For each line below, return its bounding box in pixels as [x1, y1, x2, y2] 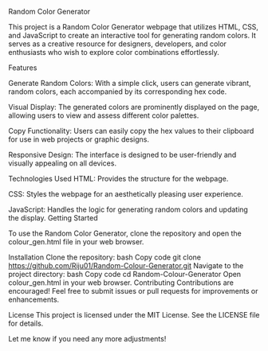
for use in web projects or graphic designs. [8, 135, 150, 144]
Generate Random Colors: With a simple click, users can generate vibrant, [8, 79, 251, 88]
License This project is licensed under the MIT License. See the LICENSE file [8, 310, 260, 319]
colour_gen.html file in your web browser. [8, 237, 144, 246]
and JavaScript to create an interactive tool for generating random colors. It [8, 31, 257, 40]
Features [8, 63, 37, 72]
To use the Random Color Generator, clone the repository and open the [8, 228, 242, 238]
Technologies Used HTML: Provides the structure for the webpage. [8, 174, 229, 183]
